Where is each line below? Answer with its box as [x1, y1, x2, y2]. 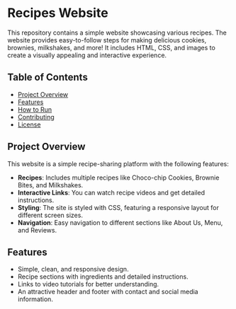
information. [17, 295, 53, 303]
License [17, 120, 41, 129]
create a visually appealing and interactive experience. [7, 51, 167, 59]
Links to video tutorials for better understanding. [17, 280, 159, 288]
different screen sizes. [17, 211, 84, 219]
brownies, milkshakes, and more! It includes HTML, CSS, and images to [7, 43, 216, 52]
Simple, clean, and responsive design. [17, 265, 129, 274]
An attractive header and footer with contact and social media [17, 288, 198, 296]
